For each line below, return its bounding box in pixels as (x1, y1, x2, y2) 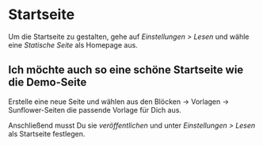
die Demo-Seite (8, 75, 87, 89)
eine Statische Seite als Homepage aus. (8, 40, 139, 49)
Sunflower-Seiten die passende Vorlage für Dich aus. (8, 105, 182, 114)
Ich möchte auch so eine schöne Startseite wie (8, 63, 244, 77)
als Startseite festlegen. (8, 129, 86, 138)
